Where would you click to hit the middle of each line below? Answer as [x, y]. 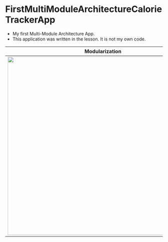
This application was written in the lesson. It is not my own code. [79, 39]
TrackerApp [30, 20]
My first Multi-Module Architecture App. [53, 33]
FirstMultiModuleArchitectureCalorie [84, 9]
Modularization [103, 51]
